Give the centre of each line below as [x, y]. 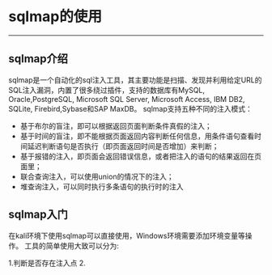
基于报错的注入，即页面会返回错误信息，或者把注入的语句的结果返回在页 [140, 156]
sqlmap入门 [38, 215]
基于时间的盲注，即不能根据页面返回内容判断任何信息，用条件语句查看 [137, 136]
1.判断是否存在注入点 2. [47, 263]
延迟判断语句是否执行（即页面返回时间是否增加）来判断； [123, 146]
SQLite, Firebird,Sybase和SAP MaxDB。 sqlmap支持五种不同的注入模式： [130, 108]
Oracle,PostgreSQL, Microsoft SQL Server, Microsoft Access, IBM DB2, [127, 99]
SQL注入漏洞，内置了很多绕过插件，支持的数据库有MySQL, [106, 90]
